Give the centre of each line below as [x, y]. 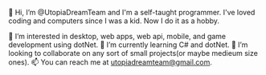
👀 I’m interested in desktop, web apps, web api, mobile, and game [117, 36]
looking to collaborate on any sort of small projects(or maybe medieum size [133, 53]
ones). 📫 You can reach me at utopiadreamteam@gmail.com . [110, 62]
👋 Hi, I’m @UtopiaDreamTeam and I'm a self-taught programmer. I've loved [132, 12]
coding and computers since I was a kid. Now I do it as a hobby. [114, 21]
